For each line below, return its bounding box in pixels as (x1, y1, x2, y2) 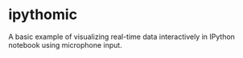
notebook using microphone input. (8, 40, 122, 49)
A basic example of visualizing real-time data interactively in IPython (8, 32, 236, 41)
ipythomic (8, 6, 78, 24)
